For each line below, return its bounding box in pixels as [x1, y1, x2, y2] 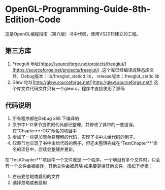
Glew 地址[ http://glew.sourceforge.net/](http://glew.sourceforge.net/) [12, 79, 153, 85]
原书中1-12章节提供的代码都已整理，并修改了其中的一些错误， [12, 121, 137, 127]
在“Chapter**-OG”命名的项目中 [12, 127, 77, 134]
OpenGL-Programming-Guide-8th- [5, 3, 151, 15]
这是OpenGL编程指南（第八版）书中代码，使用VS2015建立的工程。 [5, 31, 141, 37]
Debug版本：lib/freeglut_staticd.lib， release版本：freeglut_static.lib [21, 73, 160, 79]
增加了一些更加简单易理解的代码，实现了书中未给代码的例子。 [12, 134, 138, 140]
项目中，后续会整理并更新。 [21, 146, 77, 152]
